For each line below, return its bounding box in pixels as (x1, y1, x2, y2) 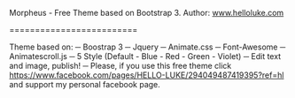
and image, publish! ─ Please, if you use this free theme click (9, 61, 232, 71)
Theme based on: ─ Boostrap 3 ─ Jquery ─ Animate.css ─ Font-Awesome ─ (9, 41, 286, 52)
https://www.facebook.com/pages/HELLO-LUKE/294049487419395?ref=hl (9, 70, 284, 80)
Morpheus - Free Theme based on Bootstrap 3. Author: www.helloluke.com (9, 8, 284, 18)
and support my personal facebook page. (9, 79, 161, 89)
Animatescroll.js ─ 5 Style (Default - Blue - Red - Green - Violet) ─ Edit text (9, 51, 282, 61)
